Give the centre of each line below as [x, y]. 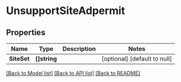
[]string [46, 59]
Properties [26, 33]
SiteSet [19, 59]
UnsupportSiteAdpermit [66, 11]
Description [79, 49]
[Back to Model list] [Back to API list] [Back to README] [73, 73]
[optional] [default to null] [137, 59]
